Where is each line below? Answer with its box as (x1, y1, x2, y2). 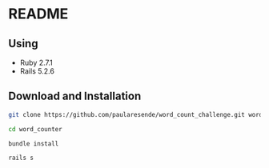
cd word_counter (8, 125, 62, 133)
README (8, 5, 69, 23)
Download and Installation (8, 90, 142, 103)
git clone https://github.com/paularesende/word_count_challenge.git (8, 110, 246, 118)
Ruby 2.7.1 (19, 58, 54, 67)
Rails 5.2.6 (19, 66, 54, 76)
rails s (8, 154, 34, 162)
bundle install (8, 139, 59, 148)
